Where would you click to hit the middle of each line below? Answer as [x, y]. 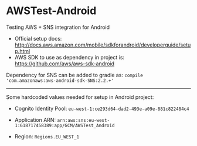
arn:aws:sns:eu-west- [84, 120]
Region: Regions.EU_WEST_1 [47, 136]
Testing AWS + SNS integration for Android [58, 27]
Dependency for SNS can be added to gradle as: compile [75, 75]
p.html [22, 51]
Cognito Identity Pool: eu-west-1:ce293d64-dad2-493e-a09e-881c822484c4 [102, 108]
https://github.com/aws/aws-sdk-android [64, 64]
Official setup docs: [38, 38]
